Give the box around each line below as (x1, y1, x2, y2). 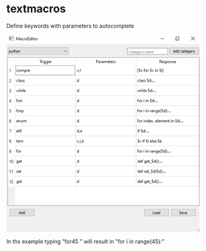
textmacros (6, 2, 66, 16)
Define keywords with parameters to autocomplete (6, 22, 134, 29)
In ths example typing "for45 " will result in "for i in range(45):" (6, 238, 165, 245)
